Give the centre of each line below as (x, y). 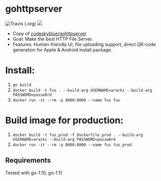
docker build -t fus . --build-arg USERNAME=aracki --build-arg (82, 90)
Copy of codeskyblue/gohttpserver (49, 33)
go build (22, 85)
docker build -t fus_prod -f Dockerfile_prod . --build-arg (78, 135)
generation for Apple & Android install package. (62, 49)
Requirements (28, 160)
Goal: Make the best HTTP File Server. (53, 39)
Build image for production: (64, 121)
